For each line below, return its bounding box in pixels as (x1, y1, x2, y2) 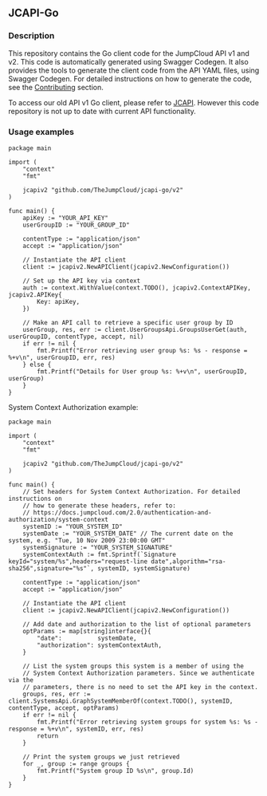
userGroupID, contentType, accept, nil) (8, 333, 145, 341)
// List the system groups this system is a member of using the (22, 662, 245, 670)
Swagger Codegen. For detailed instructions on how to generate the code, (8, 73, 253, 83)
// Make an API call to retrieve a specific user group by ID (22, 318, 234, 326)
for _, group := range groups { (22, 759, 130, 768)
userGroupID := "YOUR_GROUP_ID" (22, 221, 130, 229)
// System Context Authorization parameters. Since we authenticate (22, 669, 255, 677)
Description (8, 30, 55, 41)
